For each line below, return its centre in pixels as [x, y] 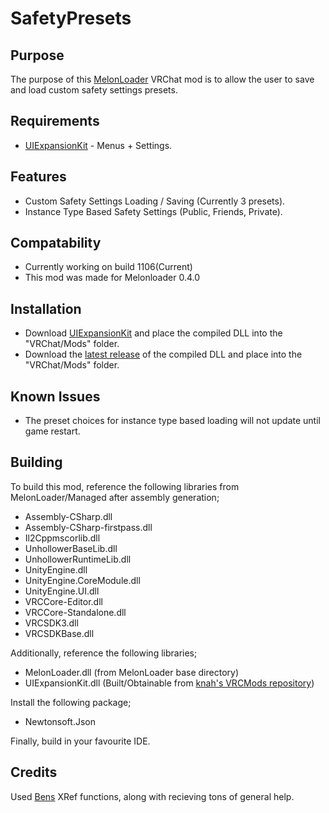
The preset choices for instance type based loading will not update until [172, 421]
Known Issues [55, 396]
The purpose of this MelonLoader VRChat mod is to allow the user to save [162, 79]
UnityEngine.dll [56, 569]
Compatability [56, 243]
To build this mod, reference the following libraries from [125, 486]
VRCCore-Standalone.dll [75, 612]
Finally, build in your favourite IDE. [80, 741]
